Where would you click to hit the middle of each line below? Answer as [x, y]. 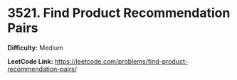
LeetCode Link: [30, 61]
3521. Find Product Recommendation [119, 13]
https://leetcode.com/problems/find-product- [121, 61]
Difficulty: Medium [36, 47]
